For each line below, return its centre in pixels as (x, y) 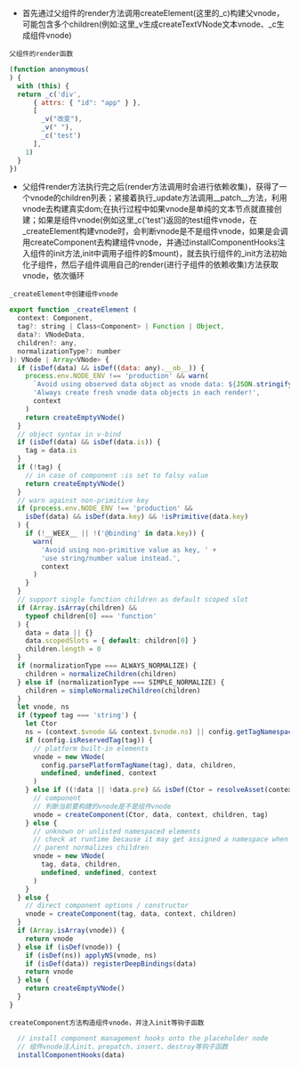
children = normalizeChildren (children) (101, 674)
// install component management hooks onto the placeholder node (143, 1038)
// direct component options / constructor (107, 906)
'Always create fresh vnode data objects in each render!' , (146, 393)
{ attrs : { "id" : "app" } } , (87, 102)
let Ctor (41, 724)
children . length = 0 (63, 649)
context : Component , (55, 319)
